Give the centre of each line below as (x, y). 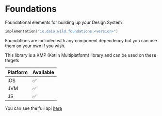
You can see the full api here (33, 108)
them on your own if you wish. (35, 46)
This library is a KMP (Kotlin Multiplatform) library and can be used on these (81, 55)
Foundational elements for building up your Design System (64, 22)
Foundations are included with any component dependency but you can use (81, 40)
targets (12, 60)
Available (43, 72)
